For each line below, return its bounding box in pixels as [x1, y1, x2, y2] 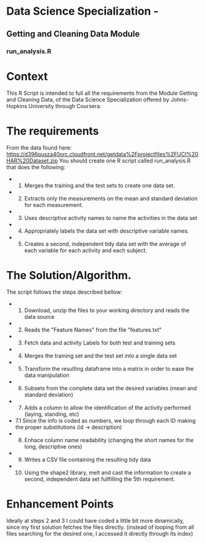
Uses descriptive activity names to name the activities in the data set [24, 214, 198, 222]
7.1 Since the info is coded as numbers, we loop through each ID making [15, 417, 196, 425]
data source [24, 313, 55, 321]
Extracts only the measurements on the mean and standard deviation [24, 195, 198, 202]
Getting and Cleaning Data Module [6, 29, 140, 39]
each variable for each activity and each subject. [24, 247, 148, 254]
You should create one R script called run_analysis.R [59, 157, 191, 164]
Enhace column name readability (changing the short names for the [24, 437, 194, 444]
